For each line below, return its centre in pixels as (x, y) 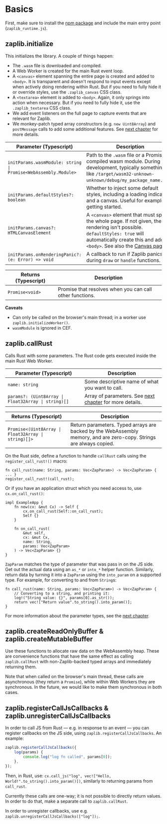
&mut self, (34, 533)
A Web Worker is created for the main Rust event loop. (68, 71)
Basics (19, 9)
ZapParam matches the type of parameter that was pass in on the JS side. (80, 564)
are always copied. (92, 443)
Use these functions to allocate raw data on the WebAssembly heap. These (82, 651)
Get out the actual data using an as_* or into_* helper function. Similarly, (80, 569)
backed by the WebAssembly (104, 431)
